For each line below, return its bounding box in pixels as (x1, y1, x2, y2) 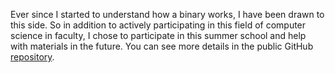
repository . (10, 51, 55, 63)
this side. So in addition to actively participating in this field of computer (10, 19, 307, 31)
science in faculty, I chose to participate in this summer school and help (10, 30, 307, 41)
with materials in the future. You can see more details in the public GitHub (10, 40, 314, 52)
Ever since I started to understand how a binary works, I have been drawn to (10, 9, 325, 20)
